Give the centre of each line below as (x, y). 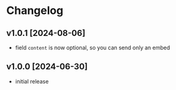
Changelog (35, 11)
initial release (32, 81)
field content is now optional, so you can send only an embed (93, 47)
